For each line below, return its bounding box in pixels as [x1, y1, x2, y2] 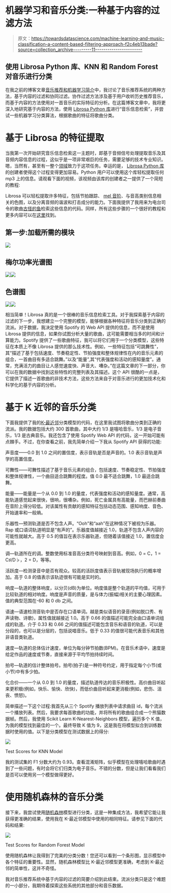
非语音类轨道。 [5, 634, 37, 640]
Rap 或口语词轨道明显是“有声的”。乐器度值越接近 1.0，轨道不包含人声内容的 [5, 527, 164, 533]
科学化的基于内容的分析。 [5, 382, 59, 388]
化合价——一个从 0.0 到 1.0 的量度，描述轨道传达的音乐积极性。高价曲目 [5, 679, 157, 686]
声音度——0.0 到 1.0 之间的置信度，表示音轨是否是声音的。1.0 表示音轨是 [5, 450, 158, 456]
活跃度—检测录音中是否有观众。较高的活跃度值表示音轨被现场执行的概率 [5, 568, 157, 574]
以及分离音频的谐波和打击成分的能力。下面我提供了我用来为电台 [27, 199, 161, 205]
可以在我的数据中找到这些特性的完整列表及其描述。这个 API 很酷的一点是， [5, 369, 162, 375]
